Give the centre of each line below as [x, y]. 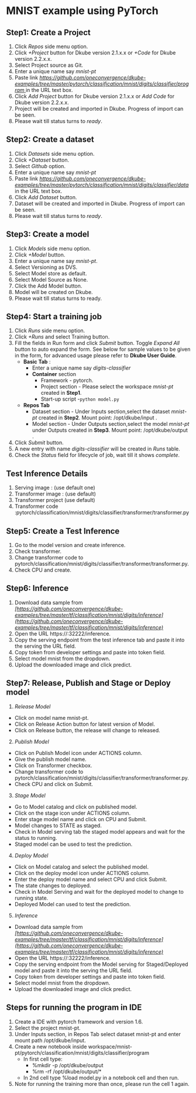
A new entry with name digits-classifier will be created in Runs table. [97, 449]
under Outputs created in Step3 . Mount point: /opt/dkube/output [110, 430]
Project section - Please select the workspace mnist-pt [107, 387]
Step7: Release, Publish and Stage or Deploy [88, 683]
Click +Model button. [40, 255]
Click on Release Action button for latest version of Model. [85, 724]
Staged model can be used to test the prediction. [73, 844]
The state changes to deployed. [53, 885]
